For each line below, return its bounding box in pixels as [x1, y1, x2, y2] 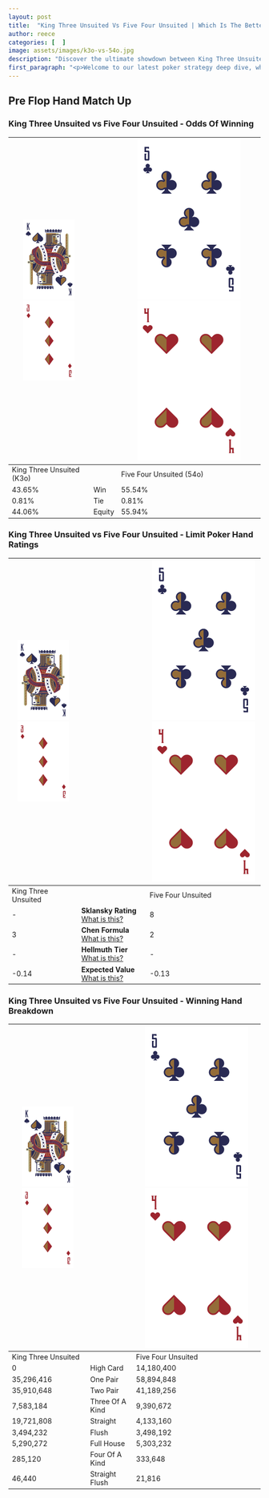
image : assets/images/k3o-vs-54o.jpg [8, 46, 134, 55]
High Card [90, 1363, 124, 1373]
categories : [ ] [8, 38, 66, 46]
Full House [90, 1438, 126, 1448]
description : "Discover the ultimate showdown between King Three [8, 55, 235, 63]
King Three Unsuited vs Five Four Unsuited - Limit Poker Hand [8, 529, 254, 540]
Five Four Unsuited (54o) [121, 469, 204, 479]
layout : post [8, 13, 52, 21]
